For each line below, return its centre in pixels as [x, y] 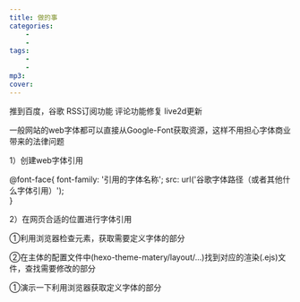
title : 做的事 [34, 17]
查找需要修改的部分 [60, 268]
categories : [31, 26]
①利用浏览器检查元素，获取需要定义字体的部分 [97, 237]
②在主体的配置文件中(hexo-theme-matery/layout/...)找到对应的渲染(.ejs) [144, 257]
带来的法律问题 [37, 141]
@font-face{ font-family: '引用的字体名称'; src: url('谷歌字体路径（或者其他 [146, 179]
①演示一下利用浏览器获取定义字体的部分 [86, 287]
